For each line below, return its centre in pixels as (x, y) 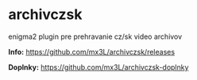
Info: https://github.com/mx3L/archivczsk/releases (92, 51)
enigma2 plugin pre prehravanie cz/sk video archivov (95, 36)
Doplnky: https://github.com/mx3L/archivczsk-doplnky (98, 67)
